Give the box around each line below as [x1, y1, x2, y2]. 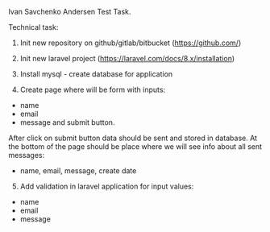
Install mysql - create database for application [19, 69, 173, 79]
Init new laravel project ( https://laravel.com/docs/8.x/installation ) [19, 54, 235, 63]
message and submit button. [19, 118, 115, 127]
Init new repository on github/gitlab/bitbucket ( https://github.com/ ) [19, 38, 242, 48]
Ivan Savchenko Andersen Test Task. [8, 7, 131, 16]
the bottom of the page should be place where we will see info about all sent [8, 142, 263, 151]
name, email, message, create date [19, 166, 137, 176]
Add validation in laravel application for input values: [19, 181, 194, 191]
